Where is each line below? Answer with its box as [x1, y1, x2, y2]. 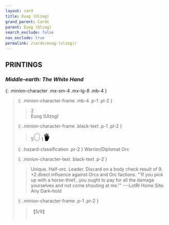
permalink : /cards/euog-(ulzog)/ [5, 41, 77, 46]
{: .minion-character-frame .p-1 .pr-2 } [17, 198, 99, 204]
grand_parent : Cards [5, 19, 50, 24]
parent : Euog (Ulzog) [5, 25, 52, 30]
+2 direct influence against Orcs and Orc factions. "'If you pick [30, 171, 163, 177]
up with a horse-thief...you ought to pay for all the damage [30, 177, 155, 183]
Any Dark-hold [30, 188, 62, 194]
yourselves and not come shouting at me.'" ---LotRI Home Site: [30, 182, 164, 189]
